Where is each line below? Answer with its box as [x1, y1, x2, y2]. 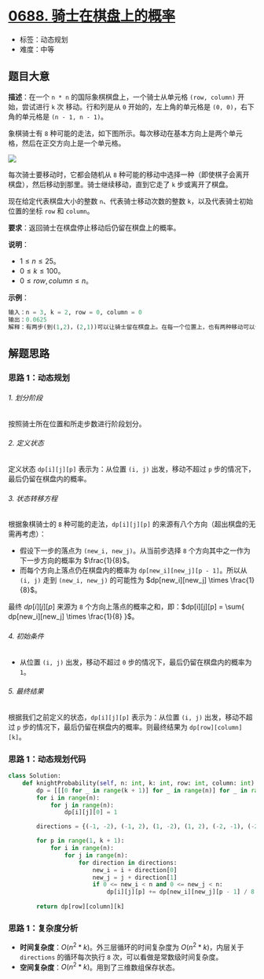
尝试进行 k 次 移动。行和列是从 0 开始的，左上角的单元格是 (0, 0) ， [21, 101, 241, 111]
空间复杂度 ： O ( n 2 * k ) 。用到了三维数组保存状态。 [19, 961, 179, 972]
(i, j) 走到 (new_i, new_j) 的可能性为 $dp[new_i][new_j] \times [19, 576, 229, 585]
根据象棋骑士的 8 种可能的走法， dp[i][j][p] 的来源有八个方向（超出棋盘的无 [8, 520, 256, 529]
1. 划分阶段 [8, 393, 43, 403]
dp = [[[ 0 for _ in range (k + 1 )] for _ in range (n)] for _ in [36, 786, 248, 794]
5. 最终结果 [8, 686, 44, 696]
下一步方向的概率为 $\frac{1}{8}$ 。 [19, 556, 134, 565]
